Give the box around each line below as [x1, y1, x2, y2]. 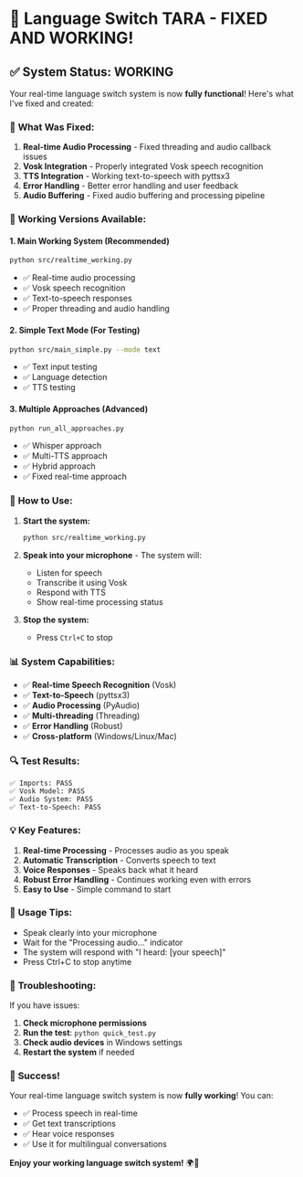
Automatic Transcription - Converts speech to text [22, 854, 216, 865]
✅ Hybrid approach [22, 461, 96, 472]
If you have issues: [9, 1000, 80, 1011]
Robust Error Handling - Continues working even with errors [22, 874, 252, 885]
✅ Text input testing [22, 361, 98, 373]
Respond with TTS [36, 587, 107, 598]
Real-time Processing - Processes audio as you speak [22, 844, 230, 855]
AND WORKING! [9, 27, 134, 48]
